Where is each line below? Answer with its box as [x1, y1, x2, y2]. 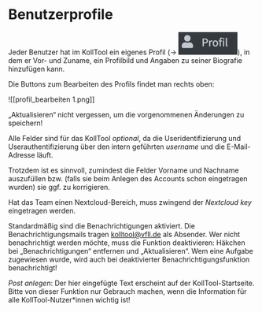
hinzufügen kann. [8, 64, 65, 73]
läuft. [36, 150, 54, 159]
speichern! [8, 118, 43, 128]
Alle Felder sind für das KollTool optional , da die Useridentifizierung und [8, 133, 242, 143]
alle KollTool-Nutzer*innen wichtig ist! [8, 295, 131, 304]
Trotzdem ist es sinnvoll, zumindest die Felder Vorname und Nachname [8, 165, 239, 175]
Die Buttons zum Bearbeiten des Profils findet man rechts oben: [8, 79, 215, 88]
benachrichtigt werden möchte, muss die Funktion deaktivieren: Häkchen [8, 238, 245, 247]
